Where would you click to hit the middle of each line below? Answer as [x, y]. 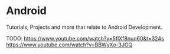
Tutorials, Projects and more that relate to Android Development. [84, 27]
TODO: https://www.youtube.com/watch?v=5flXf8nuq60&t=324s [85, 38]
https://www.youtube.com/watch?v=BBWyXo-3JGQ [69, 45]
